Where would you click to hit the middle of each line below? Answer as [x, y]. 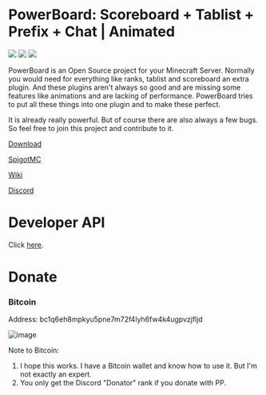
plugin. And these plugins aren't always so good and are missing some [125, 87]
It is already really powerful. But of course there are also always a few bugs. [133, 120]
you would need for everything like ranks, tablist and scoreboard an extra [129, 78]
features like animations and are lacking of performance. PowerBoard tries [131, 96]
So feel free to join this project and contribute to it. [91, 128]
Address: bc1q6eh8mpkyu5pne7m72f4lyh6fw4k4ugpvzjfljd [106, 319]
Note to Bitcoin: [34, 350]
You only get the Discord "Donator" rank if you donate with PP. [123, 383]
